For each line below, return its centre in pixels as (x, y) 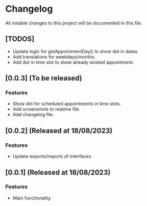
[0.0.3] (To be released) (44, 78)
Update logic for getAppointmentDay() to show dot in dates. (76, 51)
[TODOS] (20, 39)
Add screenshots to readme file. (46, 109)
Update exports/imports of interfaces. (53, 157)
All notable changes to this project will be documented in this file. (74, 23)
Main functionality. (32, 198)
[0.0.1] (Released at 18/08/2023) (58, 172)
